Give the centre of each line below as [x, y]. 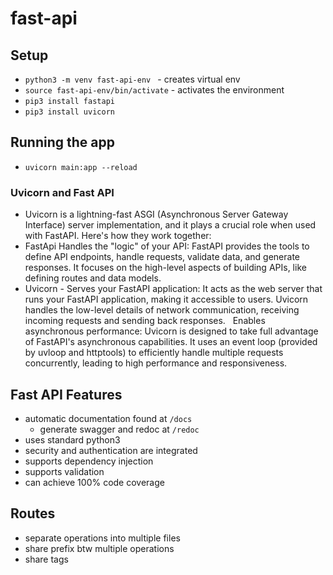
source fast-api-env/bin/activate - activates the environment [154, 90]
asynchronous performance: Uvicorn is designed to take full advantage [171, 331]
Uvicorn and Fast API [62, 192]
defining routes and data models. [93, 278]
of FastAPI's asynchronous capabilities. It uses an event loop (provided [171, 342]
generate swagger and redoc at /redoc [119, 429]
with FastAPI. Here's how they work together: [118, 236]
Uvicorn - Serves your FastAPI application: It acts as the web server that [173, 289]
